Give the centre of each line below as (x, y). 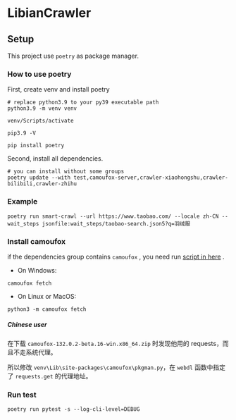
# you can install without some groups (66, 172)
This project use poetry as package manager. (73, 56)
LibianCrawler (49, 13)
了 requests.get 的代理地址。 (50, 376)
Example (23, 202)
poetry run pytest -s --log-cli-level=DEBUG (74, 409)
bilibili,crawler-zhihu (42, 184)
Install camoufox (37, 241)
